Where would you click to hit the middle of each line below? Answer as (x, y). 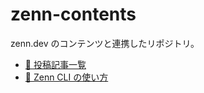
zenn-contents (73, 14)
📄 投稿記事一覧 (55, 64)
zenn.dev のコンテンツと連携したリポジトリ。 (105, 43)
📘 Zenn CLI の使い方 (66, 77)
